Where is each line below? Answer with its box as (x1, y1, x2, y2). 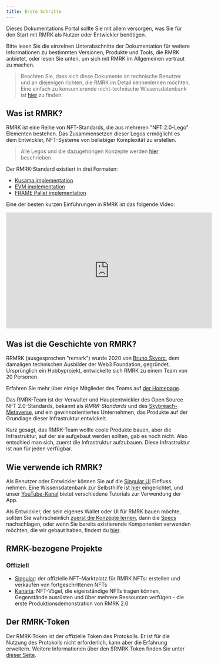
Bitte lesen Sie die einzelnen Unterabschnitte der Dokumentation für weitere (6, 42, 190, 49)
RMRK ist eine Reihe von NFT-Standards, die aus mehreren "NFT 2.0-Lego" (6, 124, 189, 131)
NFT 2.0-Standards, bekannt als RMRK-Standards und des (6, 403, 148, 410)
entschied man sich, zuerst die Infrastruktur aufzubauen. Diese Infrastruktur (6, 439, 190, 446)
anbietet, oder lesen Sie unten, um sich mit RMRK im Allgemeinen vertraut (6, 55, 185, 62)
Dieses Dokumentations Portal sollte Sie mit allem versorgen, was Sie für (6, 25, 182, 32)
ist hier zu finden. (20, 91, 63, 98)
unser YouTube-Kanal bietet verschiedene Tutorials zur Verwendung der (6, 490, 181, 497)
